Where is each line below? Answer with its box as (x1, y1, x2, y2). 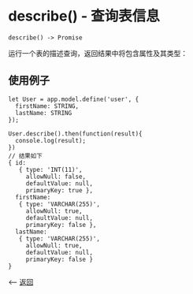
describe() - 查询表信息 (8, 7, 160, 25)
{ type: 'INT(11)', (18, 166, 83, 173)
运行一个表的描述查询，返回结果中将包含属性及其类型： (8, 48, 187, 58)
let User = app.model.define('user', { (8, 95, 139, 103)
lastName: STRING (15, 109, 72, 117)
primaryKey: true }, (25, 186, 93, 194)
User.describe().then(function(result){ (8, 129, 143, 138)
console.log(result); (15, 136, 87, 144)
